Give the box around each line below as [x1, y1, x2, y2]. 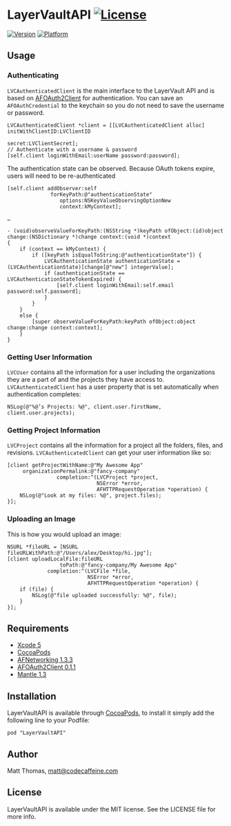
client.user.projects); [7, 409, 76, 416]
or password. [7, 108, 45, 117]
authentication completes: [7, 389, 81, 398]
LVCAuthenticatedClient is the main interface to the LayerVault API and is [7, 86, 215, 95]
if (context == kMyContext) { [19, 246, 107, 253]
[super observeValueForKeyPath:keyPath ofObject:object [32, 318, 196, 325]
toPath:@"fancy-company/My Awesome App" [59, 561, 177, 569]
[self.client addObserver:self [7, 185, 97, 192]
